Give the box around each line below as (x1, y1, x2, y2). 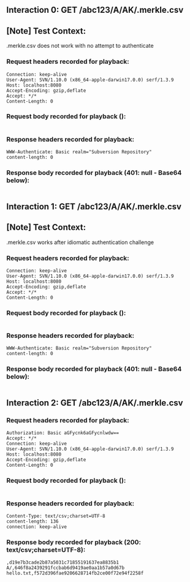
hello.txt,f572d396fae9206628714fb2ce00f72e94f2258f (6, 570, 144, 576)
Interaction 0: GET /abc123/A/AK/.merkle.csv (6, 5, 184, 15)
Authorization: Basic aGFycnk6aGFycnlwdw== (6, 430, 120, 436)
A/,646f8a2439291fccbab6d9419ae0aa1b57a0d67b (6, 565, 124, 571)
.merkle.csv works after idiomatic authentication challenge (6, 239, 154, 246)
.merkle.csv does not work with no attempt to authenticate (6, 42, 154, 50)
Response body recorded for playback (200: (6, 538, 142, 546)
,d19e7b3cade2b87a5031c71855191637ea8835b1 (6, 559, 120, 566)
